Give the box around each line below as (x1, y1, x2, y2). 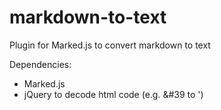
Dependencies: (9, 58, 72, 70)
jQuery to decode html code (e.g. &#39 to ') (23, 88, 204, 100)
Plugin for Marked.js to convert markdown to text (9, 39, 211, 51)
